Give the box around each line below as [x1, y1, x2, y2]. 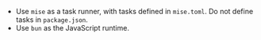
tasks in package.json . [15, 15, 89, 24]
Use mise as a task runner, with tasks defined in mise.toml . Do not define [15, 7, 254, 16]
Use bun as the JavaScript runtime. [15, 24, 129, 32]
